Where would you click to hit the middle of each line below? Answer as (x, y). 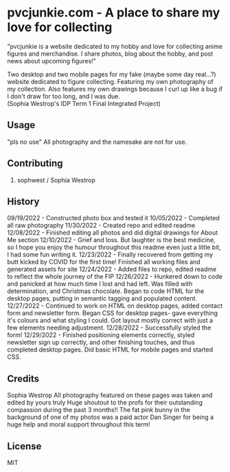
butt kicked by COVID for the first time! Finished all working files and (104, 262)
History (23, 201)
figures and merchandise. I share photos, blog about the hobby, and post (110, 54)
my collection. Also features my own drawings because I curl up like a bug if (115, 89)
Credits (23, 379)
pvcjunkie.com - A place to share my (114, 13)
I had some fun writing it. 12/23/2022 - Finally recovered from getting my (110, 255)
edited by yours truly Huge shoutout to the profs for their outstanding (105, 403)
